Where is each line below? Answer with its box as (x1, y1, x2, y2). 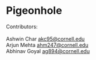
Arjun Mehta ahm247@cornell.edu (6, 42, 88, 48)
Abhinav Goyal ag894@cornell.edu (6, 47, 90, 54)
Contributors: (6, 23, 38, 30)
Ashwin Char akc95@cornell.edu (6, 35, 85, 42)
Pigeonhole (6, 4, 62, 17)
